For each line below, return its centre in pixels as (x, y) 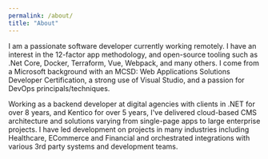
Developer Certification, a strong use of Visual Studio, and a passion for (127, 80)
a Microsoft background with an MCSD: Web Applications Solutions (119, 71)
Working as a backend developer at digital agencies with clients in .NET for (132, 104)
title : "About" (34, 23)
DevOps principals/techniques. (59, 88)
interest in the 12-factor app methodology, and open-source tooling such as (133, 54)
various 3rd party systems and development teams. (93, 146)
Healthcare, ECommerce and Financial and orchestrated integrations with (129, 137)
